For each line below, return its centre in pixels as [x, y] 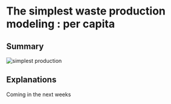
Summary [25, 46]
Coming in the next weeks [39, 94]
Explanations [31, 80]
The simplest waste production [86, 11]
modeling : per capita [61, 24]
